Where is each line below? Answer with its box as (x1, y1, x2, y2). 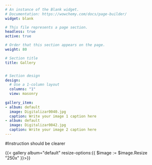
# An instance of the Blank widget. (5, 7, 79, 12)
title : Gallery (5, 60, 36, 65)
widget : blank (5, 16, 34, 21)
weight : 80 (5, 47, 27, 52)
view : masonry (9, 91, 38, 96)
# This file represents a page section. (5, 25, 88, 30)
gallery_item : (5, 100, 34, 105)
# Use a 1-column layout (9, 82, 60, 87)
